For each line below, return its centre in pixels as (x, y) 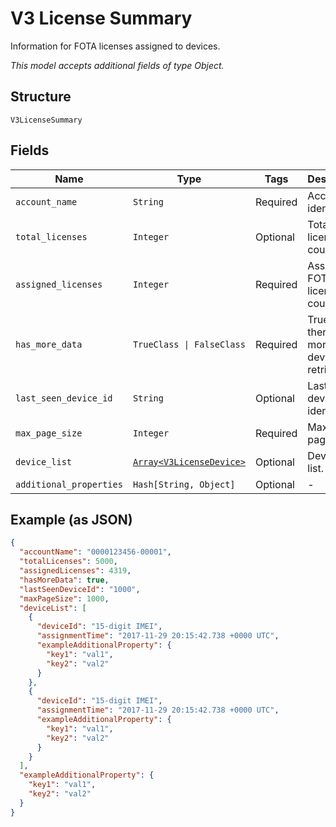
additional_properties (69, 484)
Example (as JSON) (71, 519)
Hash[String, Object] (184, 484)
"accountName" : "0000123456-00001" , (95, 552)
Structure (41, 97)
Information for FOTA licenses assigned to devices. (115, 46)
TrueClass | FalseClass (189, 344)
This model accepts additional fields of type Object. (117, 65)
